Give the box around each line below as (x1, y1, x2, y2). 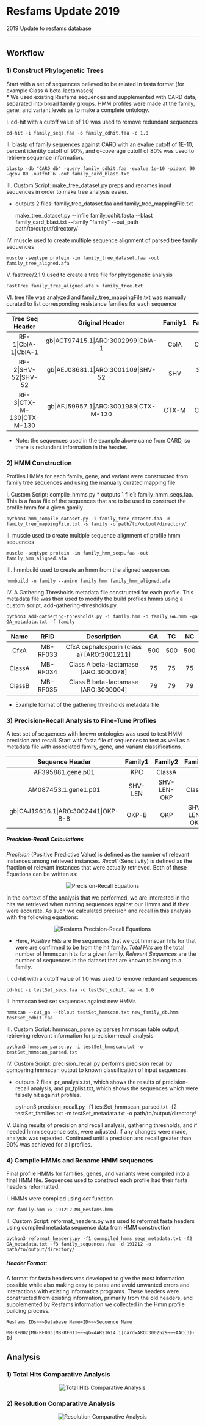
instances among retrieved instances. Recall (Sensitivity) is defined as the (6, 857, 192, 865)
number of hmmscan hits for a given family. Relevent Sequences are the (15, 950, 196, 958)
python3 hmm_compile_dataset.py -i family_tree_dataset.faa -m (6, 515, 171, 522)
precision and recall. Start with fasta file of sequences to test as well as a (6, 737, 190, 744)
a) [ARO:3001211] (76, 650, 131, 659)
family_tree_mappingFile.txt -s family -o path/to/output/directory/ (6, 521, 187, 527)
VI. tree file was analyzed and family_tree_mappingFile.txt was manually (6, 294, 187, 301)
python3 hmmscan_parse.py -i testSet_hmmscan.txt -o (6, 1044, 143, 1050)
